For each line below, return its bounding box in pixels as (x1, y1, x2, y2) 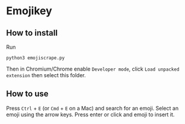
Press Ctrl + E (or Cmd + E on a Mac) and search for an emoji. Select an (6, 104, 179, 112)
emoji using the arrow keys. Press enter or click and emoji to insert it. (6, 111, 175, 118)
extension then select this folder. (6, 72, 86, 78)
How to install (6, 28, 58, 38)
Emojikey (6, 4, 52, 18)
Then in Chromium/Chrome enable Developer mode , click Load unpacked (6, 65, 180, 72)
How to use (6, 89, 49, 99)
